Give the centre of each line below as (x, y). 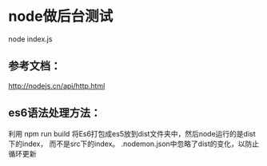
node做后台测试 (61, 16)
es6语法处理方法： (55, 113)
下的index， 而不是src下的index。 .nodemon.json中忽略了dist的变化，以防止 (134, 144)
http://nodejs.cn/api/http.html (57, 85)
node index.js (30, 39)
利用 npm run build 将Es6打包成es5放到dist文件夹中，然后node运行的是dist (132, 133)
